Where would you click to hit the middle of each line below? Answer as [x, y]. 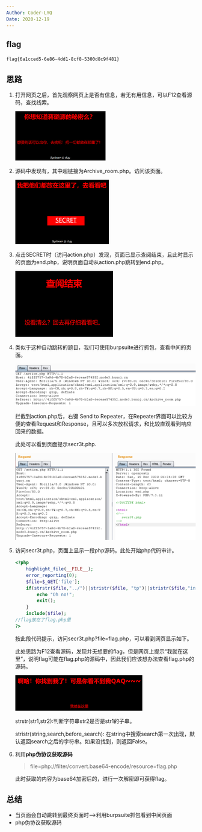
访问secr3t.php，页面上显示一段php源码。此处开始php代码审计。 [96, 550]
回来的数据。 [31, 431]
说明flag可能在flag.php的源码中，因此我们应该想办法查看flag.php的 [111, 659]
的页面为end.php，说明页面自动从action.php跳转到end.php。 [91, 262]
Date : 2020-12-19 [28, 19]
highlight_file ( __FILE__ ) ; [60, 569]
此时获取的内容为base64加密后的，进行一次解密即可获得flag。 [92, 778]
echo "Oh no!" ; [56, 594]
